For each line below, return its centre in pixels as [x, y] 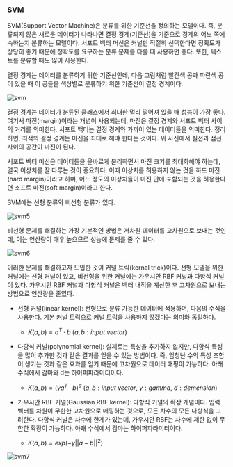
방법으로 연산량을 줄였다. [41, 294]
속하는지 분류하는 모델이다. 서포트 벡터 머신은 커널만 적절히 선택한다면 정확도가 [114, 43]
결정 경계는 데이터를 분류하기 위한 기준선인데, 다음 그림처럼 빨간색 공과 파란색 [112, 75]
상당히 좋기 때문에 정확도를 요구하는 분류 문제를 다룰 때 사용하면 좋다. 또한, [108, 52]
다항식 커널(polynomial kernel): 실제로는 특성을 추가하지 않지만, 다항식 [113, 346]
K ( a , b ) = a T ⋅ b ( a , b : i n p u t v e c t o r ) [77, 331]
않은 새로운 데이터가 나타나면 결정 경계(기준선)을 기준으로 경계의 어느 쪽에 [125, 34]
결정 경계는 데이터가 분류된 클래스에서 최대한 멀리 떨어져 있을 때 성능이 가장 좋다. [116, 112]
